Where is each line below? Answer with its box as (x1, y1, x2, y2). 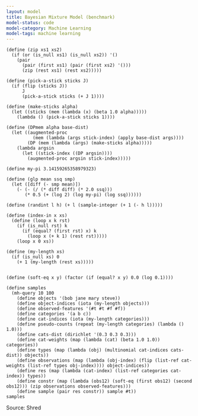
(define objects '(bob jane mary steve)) (17, 295, 120, 302)
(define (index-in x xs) (6, 212, 68, 219)
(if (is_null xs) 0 (11, 254, 60, 260)
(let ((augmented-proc (11, 130, 68, 136)
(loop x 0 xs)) (17, 238, 55, 244)
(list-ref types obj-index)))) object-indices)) (27, 363, 150, 369)
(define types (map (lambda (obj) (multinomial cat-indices (17, 347, 168, 353)
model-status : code (6, 20, 55, 25)
